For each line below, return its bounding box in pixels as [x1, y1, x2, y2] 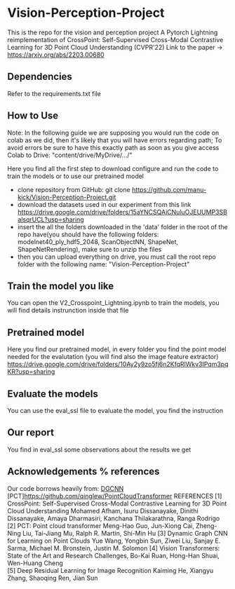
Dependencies [7, 71, 72, 83]
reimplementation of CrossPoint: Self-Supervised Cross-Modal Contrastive [7, 35, 224, 43]
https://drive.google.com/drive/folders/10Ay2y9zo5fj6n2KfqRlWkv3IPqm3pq [7, 360, 229, 369]
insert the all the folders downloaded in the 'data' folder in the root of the [17, 222, 228, 231]
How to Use [7, 110, 59, 122]
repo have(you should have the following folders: [17, 230, 159, 238]
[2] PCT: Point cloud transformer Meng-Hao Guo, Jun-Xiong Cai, [7, 521, 194, 530]
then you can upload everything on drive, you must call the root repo [17, 252, 216, 261]
